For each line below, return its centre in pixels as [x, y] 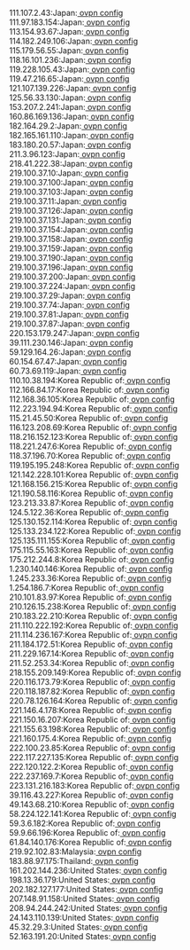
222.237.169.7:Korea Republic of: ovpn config [91, 776]
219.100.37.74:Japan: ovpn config [70, 305]
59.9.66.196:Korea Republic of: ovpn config [87, 832]
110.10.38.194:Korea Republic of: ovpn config [90, 380]
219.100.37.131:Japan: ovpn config [71, 220]
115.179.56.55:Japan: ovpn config [69, 51]
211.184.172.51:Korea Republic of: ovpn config [91, 644]
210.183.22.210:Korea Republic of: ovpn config [94, 616]
